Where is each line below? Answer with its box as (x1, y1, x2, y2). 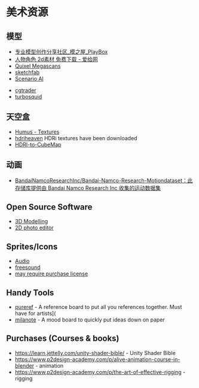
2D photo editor (14, 224, 54, 231)
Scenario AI (14, 75, 44, 82)
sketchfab (14, 69, 40, 75)
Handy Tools (6, 287, 54, 298)
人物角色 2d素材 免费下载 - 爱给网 (14, 56, 99, 63)
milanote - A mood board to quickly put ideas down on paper (14, 316, 166, 323)
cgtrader (14, 87, 37, 93)
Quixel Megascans (14, 62, 61, 69)
